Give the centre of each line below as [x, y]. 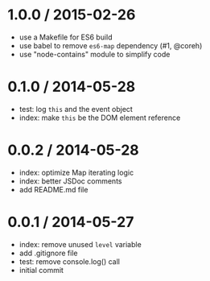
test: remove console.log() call [69, 261]
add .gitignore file [48, 253]
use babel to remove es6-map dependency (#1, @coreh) [111, 45]
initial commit [41, 270]
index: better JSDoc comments [70, 181]
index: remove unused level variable [80, 244]
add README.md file [54, 189]
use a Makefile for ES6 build [66, 37]
